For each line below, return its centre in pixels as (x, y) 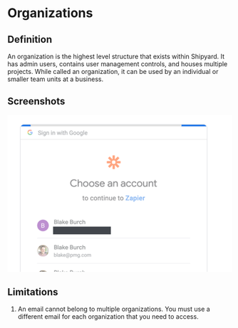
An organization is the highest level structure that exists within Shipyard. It (116, 56)
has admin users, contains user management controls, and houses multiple (118, 64)
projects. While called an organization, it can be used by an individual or (113, 72)
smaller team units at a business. (56, 79)
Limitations (33, 292)
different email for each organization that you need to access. (108, 317)
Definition (30, 39)
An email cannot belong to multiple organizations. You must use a (114, 309)
